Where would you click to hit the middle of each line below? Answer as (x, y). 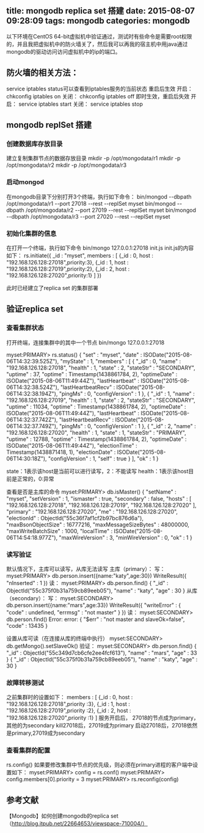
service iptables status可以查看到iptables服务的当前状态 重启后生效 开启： (100, 89)
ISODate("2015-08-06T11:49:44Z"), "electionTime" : (72, 445)
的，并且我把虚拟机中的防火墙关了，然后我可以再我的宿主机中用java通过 (97, 44)
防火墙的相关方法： (42, 73)
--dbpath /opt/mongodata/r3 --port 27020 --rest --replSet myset (88, 216)
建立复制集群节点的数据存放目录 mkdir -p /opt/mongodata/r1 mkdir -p (93, 158)
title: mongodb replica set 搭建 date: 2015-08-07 (101, 11)
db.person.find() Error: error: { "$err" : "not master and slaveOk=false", (96, 619)
